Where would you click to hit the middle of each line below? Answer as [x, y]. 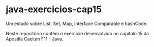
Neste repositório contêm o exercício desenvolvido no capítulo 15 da [78, 33]
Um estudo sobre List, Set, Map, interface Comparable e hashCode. [77, 24]
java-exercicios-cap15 [54, 9]
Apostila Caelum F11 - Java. [35, 39]
